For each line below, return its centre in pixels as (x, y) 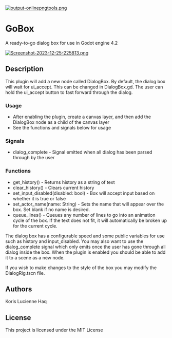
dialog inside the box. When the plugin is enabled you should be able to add (85, 252)
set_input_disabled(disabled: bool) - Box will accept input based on (84, 193)
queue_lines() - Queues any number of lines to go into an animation (84, 215)
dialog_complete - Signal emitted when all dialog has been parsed (82, 152)
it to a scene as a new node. (35, 257)
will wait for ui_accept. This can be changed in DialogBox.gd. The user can (84, 87)
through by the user (34, 158)
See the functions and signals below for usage (62, 128)
